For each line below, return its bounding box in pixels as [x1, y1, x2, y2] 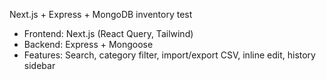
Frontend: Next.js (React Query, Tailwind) [23, 28, 194, 39]
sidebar [23, 60, 56, 71]
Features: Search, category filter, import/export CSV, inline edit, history [23, 49, 316, 61]
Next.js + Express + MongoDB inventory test [9, 9, 193, 20]
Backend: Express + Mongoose [23, 39, 154, 50]
